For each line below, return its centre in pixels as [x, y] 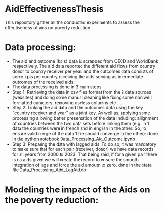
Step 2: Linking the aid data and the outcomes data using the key [77, 107]
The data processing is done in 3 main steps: [57, 87]
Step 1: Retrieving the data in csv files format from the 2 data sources [82, 92]
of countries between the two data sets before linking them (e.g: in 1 [81, 123]
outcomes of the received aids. [43, 82]
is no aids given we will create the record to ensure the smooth [75, 159]
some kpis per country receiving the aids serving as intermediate [77, 76]
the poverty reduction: [52, 200]
